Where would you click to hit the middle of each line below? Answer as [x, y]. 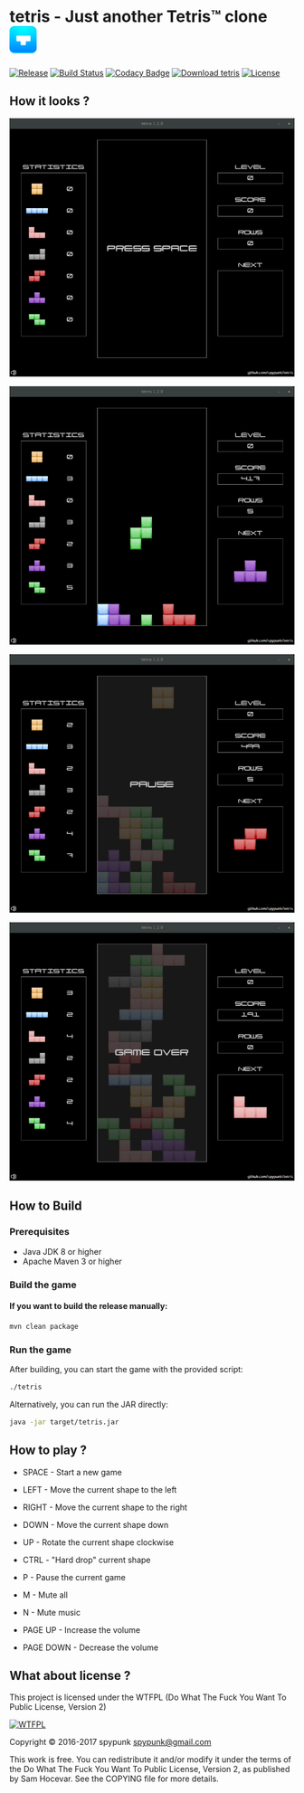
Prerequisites [39, 1232]
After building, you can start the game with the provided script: [126, 1370]
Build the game [43, 1285]
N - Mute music [52, 1612]
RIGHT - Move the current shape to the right [105, 1507]
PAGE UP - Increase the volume [81, 1629]
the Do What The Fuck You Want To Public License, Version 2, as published [150, 1769]
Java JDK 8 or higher [62, 1251]
